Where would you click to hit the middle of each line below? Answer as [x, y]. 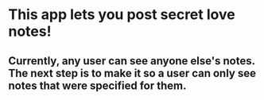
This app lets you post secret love [122, 15]
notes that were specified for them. [97, 85]
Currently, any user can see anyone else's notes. [132, 61]
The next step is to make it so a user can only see [132, 73]
